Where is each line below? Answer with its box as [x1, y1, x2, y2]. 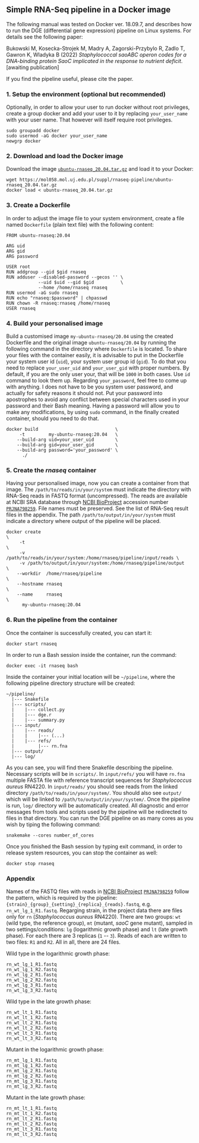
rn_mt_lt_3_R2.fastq [6, 1131, 58, 1137]
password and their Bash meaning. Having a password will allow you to [6, 402, 180, 409]
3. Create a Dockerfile [6, 201, 71, 209]
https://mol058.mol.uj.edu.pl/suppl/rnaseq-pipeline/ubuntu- [19, 177, 174, 183]
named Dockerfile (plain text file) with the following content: [6, 221, 154, 228]
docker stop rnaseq [6, 860, 55, 866]
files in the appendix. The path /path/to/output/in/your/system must [6, 511, 176, 518]
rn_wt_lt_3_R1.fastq [6, 1030, 58, 1036]
